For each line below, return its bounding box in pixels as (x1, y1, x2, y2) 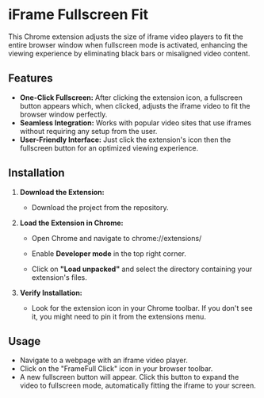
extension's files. (31, 272, 87, 282)
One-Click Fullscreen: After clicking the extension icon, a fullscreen (19, 93, 243, 102)
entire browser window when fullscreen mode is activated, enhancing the (8, 40, 248, 49)
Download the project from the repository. (31, 202, 169, 212)
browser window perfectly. (19, 109, 108, 119)
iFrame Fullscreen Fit (8, 6, 149, 24)
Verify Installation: (19, 288, 83, 297)
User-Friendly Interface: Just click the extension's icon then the (19, 135, 231, 144)
